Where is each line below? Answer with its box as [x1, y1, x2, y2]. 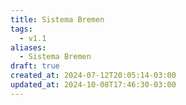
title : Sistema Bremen [10, 14, 105, 25]
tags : [10, 24, 33, 34]
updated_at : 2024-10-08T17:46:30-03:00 [10, 80, 177, 90]
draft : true [10, 61, 60, 71]
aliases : [10, 42, 47, 53]
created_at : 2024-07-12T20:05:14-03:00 [10, 71, 177, 81]
